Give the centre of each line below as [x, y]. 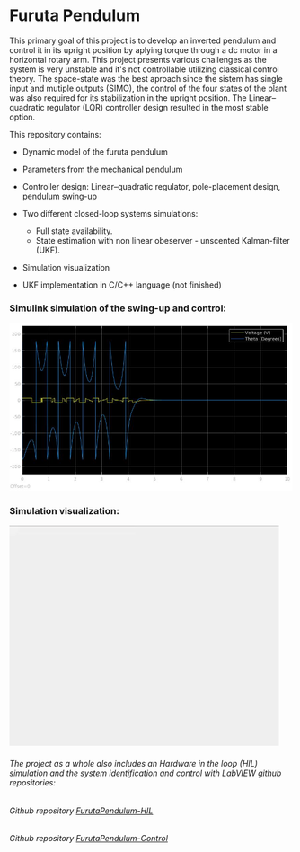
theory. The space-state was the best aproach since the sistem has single [146, 78]
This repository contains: [55, 134]
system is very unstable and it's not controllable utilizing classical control [145, 69]
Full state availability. [74, 231]
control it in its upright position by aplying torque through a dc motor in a [143, 49]
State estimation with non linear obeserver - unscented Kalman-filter [163, 240]
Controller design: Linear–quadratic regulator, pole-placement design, [151, 186]
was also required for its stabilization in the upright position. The [128, 98]
